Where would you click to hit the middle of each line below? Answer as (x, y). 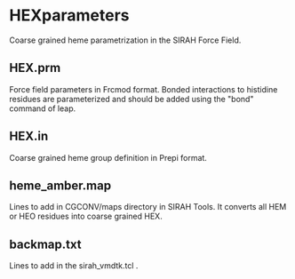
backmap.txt (45, 244)
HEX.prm (35, 68)
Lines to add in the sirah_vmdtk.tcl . (74, 266)
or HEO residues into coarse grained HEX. (86, 216)
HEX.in (29, 136)
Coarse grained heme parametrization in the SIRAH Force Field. (125, 40)
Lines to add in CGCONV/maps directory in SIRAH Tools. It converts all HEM (148, 207)
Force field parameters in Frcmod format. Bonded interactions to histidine (144, 89)
